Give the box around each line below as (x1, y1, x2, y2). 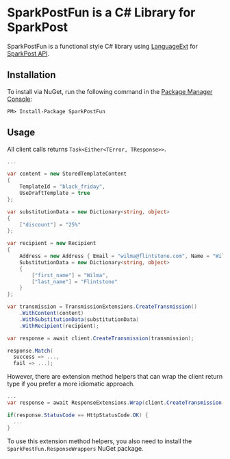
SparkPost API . (7, 49, 50, 58)
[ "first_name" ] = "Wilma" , (31, 272, 109, 279)
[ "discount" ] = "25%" (19, 221, 81, 228)
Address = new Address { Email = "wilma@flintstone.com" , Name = (19, 252, 210, 260)
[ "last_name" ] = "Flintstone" (31, 278, 118, 285)
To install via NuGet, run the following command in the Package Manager (7, 87, 213, 95)
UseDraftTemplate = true (19, 190, 90, 197)
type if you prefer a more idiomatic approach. (7, 379, 136, 388)
